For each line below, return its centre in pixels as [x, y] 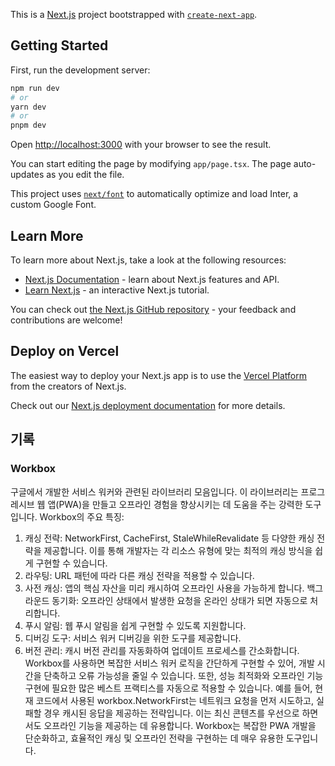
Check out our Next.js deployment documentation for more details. [148, 405]
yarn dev [28, 107]
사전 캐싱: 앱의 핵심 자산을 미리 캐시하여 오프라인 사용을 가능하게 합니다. [164, 588]
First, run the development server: [80, 70]
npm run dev [35, 88]
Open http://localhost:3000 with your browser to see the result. [141, 145]
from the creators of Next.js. [68, 386]
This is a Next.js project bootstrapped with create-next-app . [134, 14]
